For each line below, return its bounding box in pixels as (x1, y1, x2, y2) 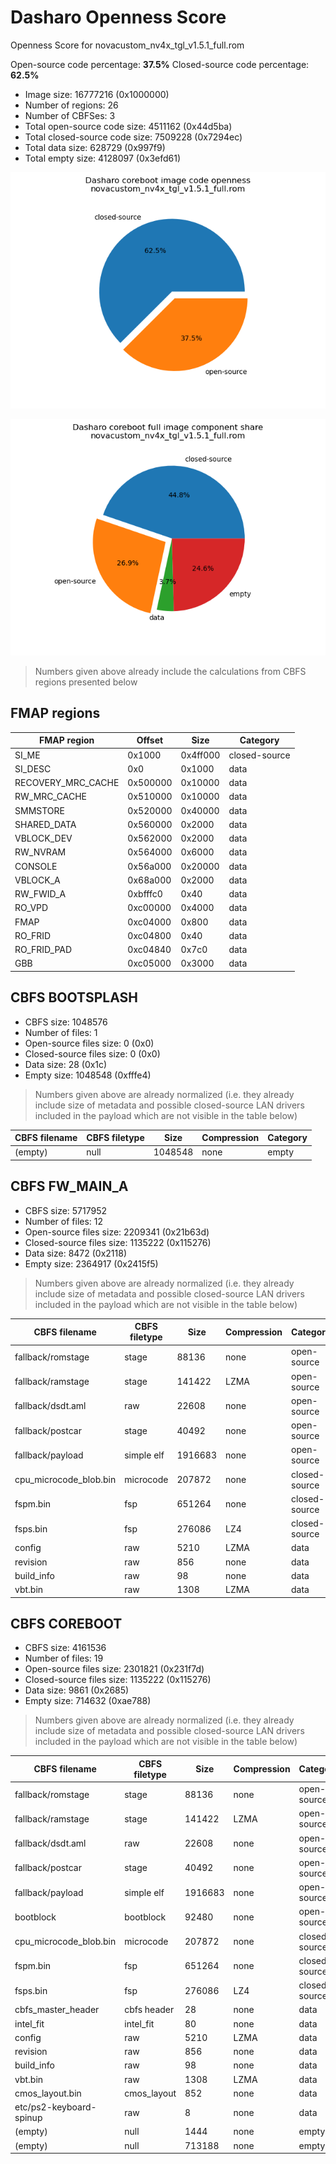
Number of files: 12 (24, 1215, 104, 1227)
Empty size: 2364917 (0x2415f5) (24, 1257, 159, 1270)
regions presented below (34, 676, 138, 688)
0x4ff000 (180, 749, 221, 761)
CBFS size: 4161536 (24, 1642, 107, 1654)
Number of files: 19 (24, 1652, 104, 1665)
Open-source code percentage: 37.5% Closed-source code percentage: (10, 58, 310, 70)
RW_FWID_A (14, 888, 67, 900)
